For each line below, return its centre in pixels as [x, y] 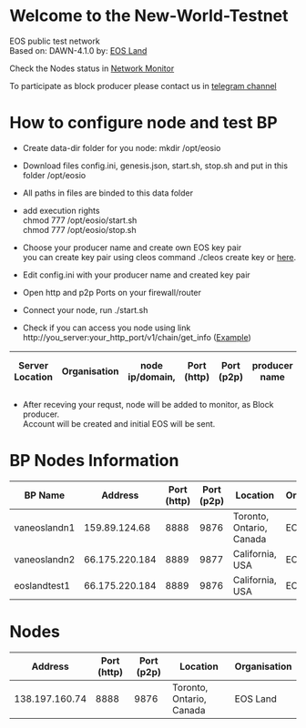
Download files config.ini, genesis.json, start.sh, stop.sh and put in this [155, 166]
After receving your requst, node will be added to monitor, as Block [148, 404]
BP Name [45, 495]
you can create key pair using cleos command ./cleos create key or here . [159, 257]
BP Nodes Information [94, 461]
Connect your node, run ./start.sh [85, 309]
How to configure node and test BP [143, 123]
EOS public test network [55, 41]
